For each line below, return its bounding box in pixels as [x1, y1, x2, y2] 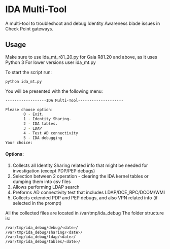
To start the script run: [5, 69, 52, 75]
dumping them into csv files [12, 179, 71, 185]
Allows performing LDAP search [12, 184, 80, 190]
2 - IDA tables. [23, 121, 58, 126]
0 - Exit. [23, 112, 44, 117]
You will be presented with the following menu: [5, 88, 103, 94]
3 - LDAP [23, 126, 42, 131]
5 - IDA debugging [23, 135, 62, 140]
